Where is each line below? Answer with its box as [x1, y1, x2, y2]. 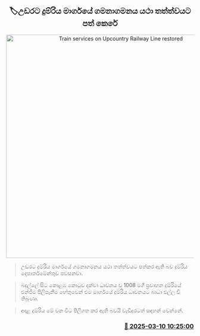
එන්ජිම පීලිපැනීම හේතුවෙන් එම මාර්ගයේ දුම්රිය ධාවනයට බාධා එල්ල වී [20, 288, 180, 295]
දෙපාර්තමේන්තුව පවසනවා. [20, 269, 83, 276]
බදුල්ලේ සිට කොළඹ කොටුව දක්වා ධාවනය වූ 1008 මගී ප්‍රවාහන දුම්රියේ [20, 281, 182, 288]
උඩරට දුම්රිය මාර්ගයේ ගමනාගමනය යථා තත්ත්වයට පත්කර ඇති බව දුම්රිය [20, 263, 188, 270]
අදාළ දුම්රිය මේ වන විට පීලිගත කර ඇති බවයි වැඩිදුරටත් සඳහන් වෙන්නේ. [20, 307, 183, 314]
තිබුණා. [20, 295, 39, 302]
